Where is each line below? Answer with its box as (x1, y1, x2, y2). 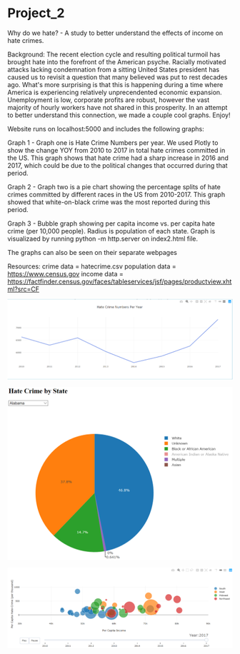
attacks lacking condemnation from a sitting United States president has (7, 65, 220, 74)
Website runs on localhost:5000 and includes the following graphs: (7, 124, 205, 133)
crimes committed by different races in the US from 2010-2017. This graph (7, 190, 226, 198)
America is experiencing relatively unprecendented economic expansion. (7, 88, 223, 96)
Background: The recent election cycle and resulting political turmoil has (7, 50, 221, 59)
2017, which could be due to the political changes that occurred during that (7, 161, 228, 169)
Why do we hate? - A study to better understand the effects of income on (7, 29, 224, 37)
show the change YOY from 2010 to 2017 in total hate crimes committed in (7, 146, 226, 154)
